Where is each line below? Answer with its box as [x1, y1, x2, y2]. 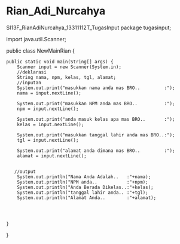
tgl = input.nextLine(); [17, 137, 79, 143]
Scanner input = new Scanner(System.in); [17, 64, 121, 70]
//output [14, 169, 36, 175]
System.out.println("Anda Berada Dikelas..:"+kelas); [17, 184, 154, 190]
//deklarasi [17, 69, 47, 75]
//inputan [17, 80, 42, 86]
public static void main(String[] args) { [6, 59, 114, 65]
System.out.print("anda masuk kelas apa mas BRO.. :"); [17, 116, 175, 122]
